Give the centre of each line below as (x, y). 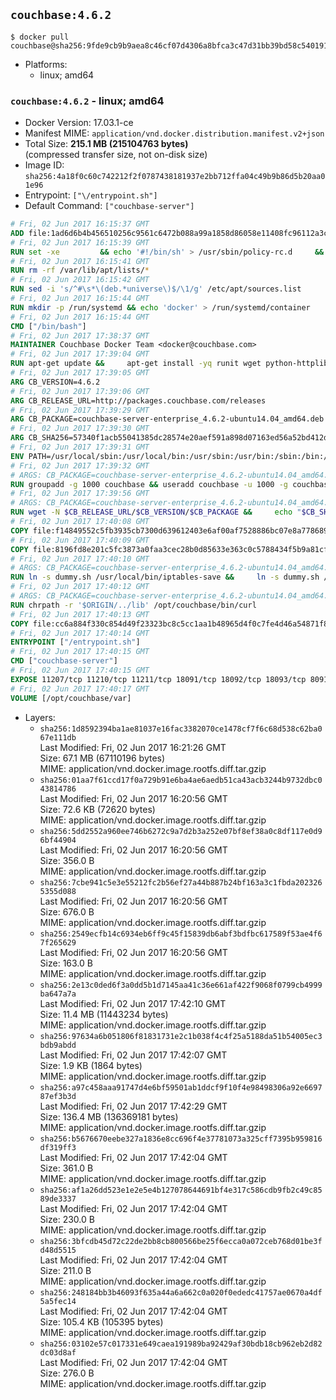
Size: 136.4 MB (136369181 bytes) (109, 1116)
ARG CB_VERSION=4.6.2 (55, 382)
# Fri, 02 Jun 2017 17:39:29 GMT (80, 410)
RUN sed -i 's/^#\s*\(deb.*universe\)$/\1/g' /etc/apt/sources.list (156, 289)
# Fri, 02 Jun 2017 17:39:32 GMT (80, 465)
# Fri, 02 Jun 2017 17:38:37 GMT (80, 335)
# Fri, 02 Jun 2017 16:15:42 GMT (80, 280)
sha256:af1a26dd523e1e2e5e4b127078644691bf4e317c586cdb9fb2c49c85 (181, 1190)
